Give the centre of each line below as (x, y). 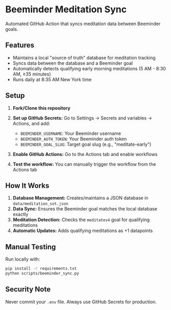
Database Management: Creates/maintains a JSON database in (81, 198)
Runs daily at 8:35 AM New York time (52, 79)
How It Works (27, 186)
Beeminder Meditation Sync (66, 9)
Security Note (28, 289)
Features (20, 45)
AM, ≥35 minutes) (32, 74)
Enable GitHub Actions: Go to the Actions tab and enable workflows (85, 154)
